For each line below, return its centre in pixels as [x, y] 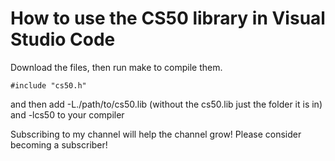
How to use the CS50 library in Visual [168, 18]
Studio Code [63, 39]
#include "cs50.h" [48, 85]
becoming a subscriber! [59, 144]
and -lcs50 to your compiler [67, 114]
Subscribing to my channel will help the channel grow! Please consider [156, 134]
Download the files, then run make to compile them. [116, 67]
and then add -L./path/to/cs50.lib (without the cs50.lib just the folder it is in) [166, 104]
